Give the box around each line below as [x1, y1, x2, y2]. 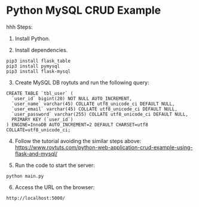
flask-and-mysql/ [14, 150, 58, 157]
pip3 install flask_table [6, 58, 71, 64]
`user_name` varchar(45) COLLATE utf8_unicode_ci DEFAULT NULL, [11, 101, 175, 107]
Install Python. [14, 35, 51, 42]
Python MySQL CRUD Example [6, 4, 161, 17]
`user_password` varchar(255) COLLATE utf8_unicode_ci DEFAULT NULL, [11, 111, 188, 117]
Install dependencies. [14, 46, 68, 54]
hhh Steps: [6, 23, 33, 30]
